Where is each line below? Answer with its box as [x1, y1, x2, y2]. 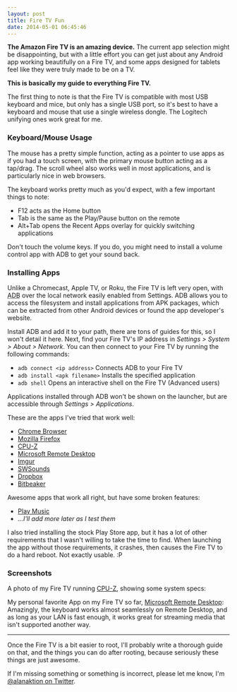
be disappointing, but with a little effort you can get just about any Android [7, 50, 224, 59]
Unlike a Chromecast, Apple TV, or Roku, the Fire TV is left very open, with [7, 283, 224, 292]
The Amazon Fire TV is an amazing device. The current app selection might [7, 43, 230, 52]
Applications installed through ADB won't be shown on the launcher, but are [7, 392, 228, 400]
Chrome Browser [17, 426, 67, 435]
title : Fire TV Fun [7, 17, 65, 24]
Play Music [17, 506, 50, 515]
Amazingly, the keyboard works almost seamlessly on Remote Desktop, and [7, 605, 228, 614]
